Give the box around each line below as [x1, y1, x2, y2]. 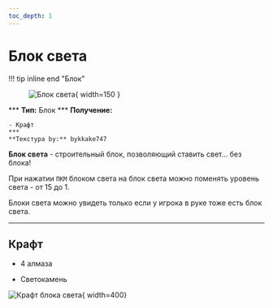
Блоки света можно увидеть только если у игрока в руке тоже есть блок [8, 198, 262, 207]
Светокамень [19, 275, 67, 284]
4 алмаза [19, 259, 53, 268]
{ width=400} [81, 290, 128, 300]
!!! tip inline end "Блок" [8, 74, 85, 83]
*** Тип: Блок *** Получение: [8, 105, 113, 114]
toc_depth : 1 [8, 11, 53, 20]
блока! [8, 157, 32, 167]
